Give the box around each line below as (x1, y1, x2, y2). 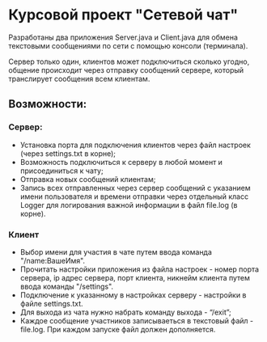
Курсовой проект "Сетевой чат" (8, 6, 239, 24)
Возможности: (8, 97, 87, 111)
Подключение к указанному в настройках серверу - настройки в (19, 289, 247, 300)
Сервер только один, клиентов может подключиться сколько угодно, (8, 57, 250, 66)
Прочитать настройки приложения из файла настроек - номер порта (19, 264, 260, 274)
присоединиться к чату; (19, 166, 104, 175)
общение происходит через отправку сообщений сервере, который (8, 65, 244, 74)
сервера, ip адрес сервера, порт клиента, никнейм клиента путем (19, 272, 251, 282)
